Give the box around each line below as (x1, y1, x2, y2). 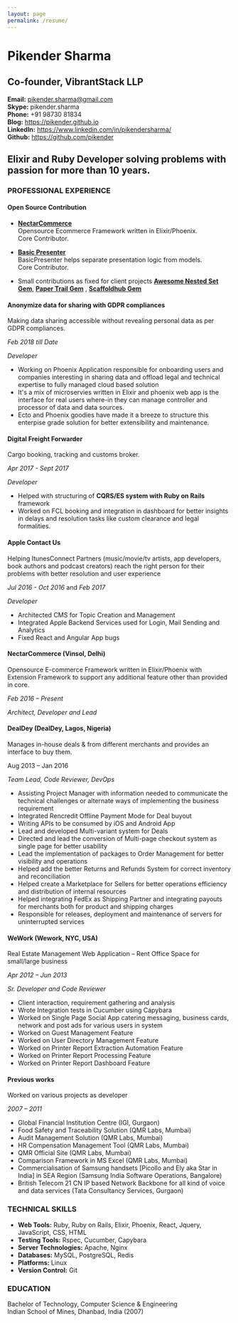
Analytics (17, 625, 45, 634)
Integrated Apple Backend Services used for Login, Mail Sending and (17, 618, 220, 627)
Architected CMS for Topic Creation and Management (17, 610, 175, 619)
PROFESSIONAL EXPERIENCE (7, 186, 112, 196)
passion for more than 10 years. (7, 164, 151, 176)
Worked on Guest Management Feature (17, 1029, 134, 1037)
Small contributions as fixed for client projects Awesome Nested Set (17, 277, 219, 285)
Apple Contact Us (7, 538, 61, 547)
